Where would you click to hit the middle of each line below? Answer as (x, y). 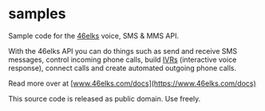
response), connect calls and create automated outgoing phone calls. (123, 67)
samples (37, 14)
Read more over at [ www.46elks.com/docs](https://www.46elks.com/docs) (132, 83)
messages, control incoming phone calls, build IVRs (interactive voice (123, 59)
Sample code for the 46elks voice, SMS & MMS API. (94, 36)
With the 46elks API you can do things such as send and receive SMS (123, 51)
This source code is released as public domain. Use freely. (105, 98)
